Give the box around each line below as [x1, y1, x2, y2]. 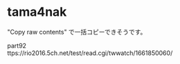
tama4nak [7, 4, 67, 20]
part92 [7, 41, 26, 50]
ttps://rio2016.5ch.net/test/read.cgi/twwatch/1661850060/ [7, 49, 173, 57]
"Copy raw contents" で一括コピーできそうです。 [7, 28, 147, 36]
